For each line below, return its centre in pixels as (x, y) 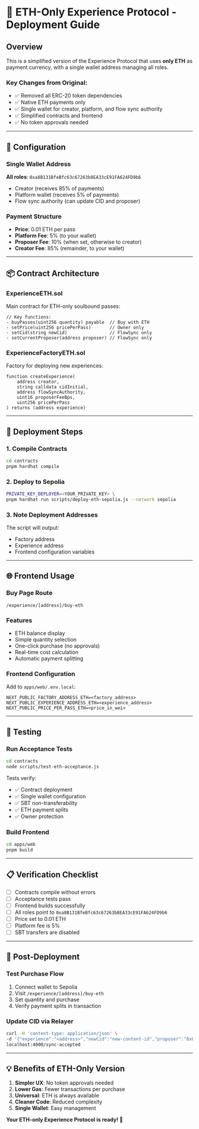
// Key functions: (29, 317)
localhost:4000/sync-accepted (44, 1045)
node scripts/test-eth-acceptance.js (53, 766)
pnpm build (20, 850)
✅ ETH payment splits (41, 809)
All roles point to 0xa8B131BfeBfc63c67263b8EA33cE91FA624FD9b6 (91, 912)
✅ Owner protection (39, 816)
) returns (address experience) (46, 408)
